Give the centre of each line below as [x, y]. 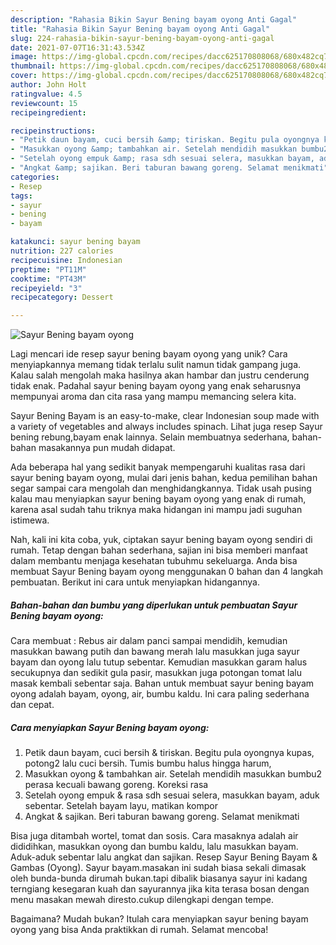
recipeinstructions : [53, 131]
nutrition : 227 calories [62, 251]
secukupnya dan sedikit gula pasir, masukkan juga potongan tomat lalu [156, 673]
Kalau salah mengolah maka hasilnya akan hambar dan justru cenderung [160, 375]
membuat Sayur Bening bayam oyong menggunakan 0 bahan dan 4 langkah [167, 572]
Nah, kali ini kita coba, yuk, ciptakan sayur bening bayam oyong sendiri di [161, 540]
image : [24, 57]
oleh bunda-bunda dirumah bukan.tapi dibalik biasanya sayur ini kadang [159, 878]
